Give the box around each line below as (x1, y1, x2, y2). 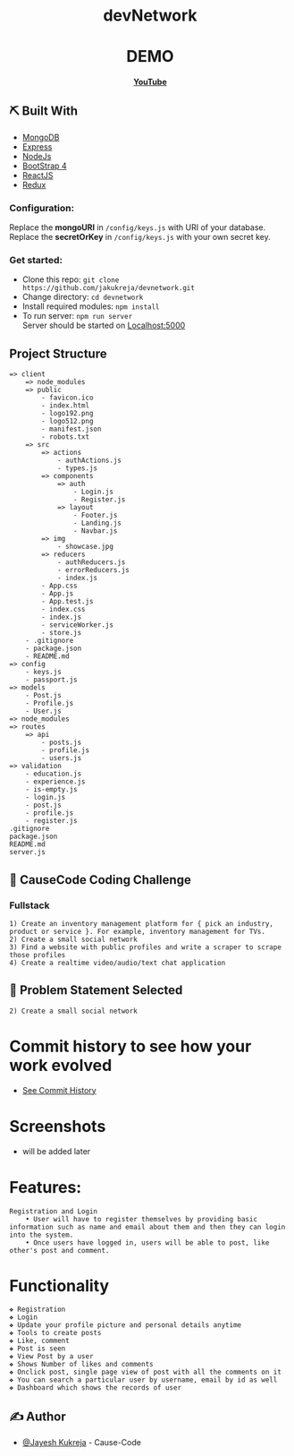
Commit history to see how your (9, 1036, 252, 1057)
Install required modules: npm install (21, 301, 160, 312)
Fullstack (9, 899, 50, 912)
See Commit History (21, 1084, 97, 1095)
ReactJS (21, 169, 54, 180)
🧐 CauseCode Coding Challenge (9, 872, 192, 887)
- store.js (41, 629, 82, 638)
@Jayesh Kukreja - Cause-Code (21, 1437, 141, 1448)
